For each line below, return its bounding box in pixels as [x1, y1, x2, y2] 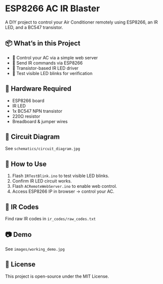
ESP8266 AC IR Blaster [5, 3, 100, 14]
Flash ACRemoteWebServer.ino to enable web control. [12, 183, 117, 189]
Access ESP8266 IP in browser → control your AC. [12, 188, 114, 194]
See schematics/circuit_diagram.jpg [5, 146, 81, 152]
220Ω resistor [12, 113, 40, 119]
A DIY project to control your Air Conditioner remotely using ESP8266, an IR [5, 19, 158, 25]
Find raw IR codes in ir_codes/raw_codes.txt [5, 216, 96, 221]
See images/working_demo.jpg [5, 246, 65, 252]
